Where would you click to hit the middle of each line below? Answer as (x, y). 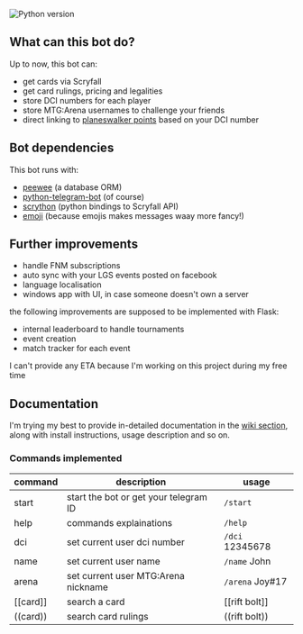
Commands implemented (66, 458)
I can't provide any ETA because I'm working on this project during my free (148, 366)
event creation (49, 339)
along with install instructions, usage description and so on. (119, 435)
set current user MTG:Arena (125, 575)
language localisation (62, 285)
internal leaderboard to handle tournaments (103, 330)
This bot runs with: (44, 169)
